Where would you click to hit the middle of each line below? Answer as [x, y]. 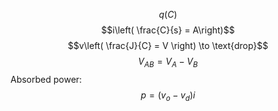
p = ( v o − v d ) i [168, 96]
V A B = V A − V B [168, 62]
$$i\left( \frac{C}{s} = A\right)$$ [168, 30]
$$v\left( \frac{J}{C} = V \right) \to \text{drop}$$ [168, 45]
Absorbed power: [46, 79]
